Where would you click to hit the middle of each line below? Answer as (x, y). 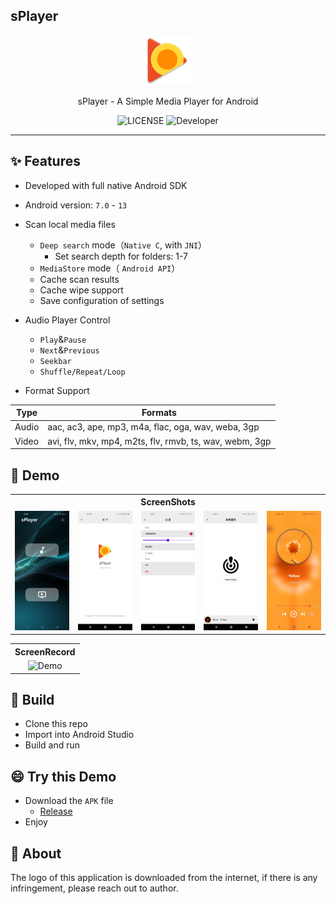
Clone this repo (56, 724)
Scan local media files (70, 224)
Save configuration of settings (102, 300)
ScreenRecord (45, 651)
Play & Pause (63, 339)
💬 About (36, 853)
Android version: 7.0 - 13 (76, 205)
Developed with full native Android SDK (106, 185)
